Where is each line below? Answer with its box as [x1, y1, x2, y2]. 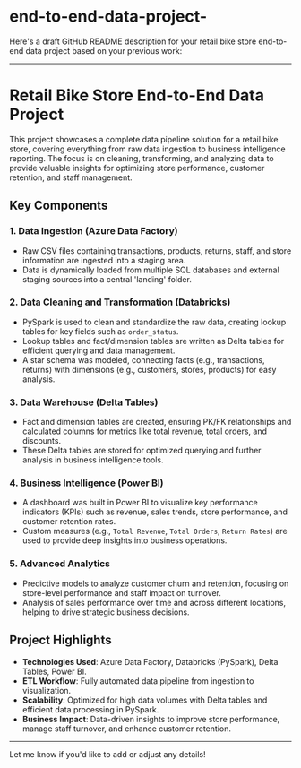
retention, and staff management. [9, 172, 133, 183]
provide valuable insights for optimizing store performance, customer [9, 162, 265, 173]
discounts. [21, 436, 61, 446]
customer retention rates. [21, 516, 116, 527]
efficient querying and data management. [21, 345, 176, 356]
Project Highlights [9, 633, 112, 648]
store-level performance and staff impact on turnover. [21, 587, 221, 598]
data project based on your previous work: [25, 45, 183, 56]
